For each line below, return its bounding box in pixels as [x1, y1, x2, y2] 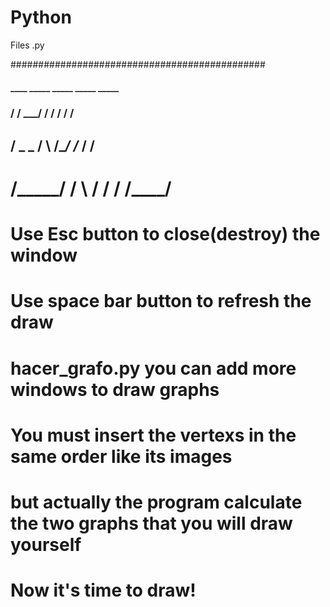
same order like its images [10, 445, 233, 468]
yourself [10, 533, 82, 556]
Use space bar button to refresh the [10, 290, 312, 313]
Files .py [10, 39, 45, 51]
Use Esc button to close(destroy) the [10, 223, 321, 246]
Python [10, 6, 72, 29]
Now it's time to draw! [10, 579, 197, 602]
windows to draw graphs [10, 378, 220, 401]
